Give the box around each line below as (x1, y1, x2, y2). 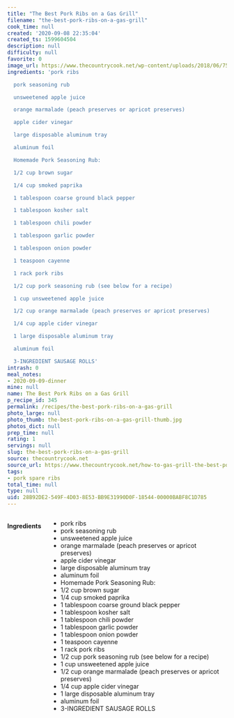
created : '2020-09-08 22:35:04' (7, 29, 101, 37)
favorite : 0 (7, 56, 42, 63)
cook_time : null (7, 23, 54, 30)
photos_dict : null (7, 422, 61, 429)
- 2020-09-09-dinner (7, 377, 68, 384)
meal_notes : (7, 371, 42, 378)
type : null (7, 487, 39, 495)
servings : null (7, 442, 52, 450)
